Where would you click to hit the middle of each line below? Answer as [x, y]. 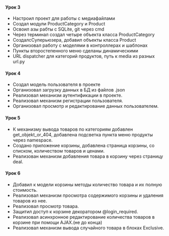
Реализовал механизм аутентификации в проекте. [67, 95]
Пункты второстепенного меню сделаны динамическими [75, 51]
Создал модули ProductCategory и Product [59, 24]
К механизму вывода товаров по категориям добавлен [73, 129]
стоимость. [25, 190]
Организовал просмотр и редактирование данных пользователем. [86, 106]
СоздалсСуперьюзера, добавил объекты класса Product [74, 40]
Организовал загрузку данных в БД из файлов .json [69, 90]
